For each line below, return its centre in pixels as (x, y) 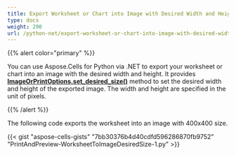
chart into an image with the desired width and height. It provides (101, 74)
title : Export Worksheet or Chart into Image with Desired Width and (111, 14)
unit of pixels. (27, 96)
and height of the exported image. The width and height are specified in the (117, 89)
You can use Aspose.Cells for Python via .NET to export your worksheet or (115, 66)
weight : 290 (25, 27)
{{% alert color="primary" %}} (51, 53)
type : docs (23, 20)
